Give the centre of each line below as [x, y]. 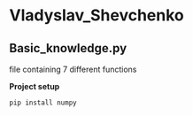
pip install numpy [43, 103]
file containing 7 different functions [73, 69]
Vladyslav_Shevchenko [96, 15]
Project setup [35, 86]
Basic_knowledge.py [68, 48]
